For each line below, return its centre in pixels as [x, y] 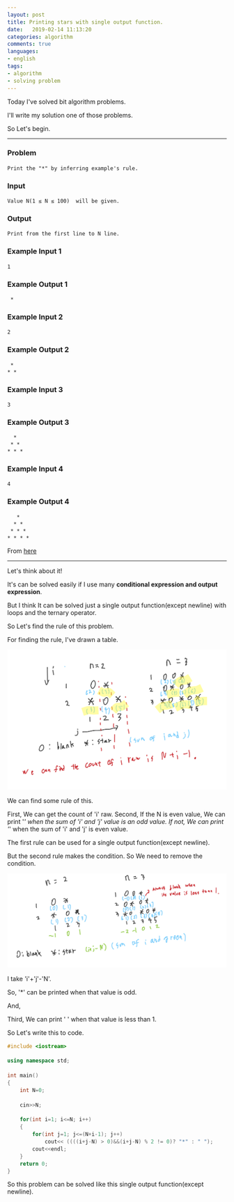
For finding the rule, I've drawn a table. [63, 639]
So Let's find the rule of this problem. [61, 626]
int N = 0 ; [32, 1090]
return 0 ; [34, 1164]
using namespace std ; [39, 1061]
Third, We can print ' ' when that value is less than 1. [82, 1019]
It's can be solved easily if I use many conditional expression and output [112, 584]
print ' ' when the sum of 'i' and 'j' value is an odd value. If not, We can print [116, 822]
